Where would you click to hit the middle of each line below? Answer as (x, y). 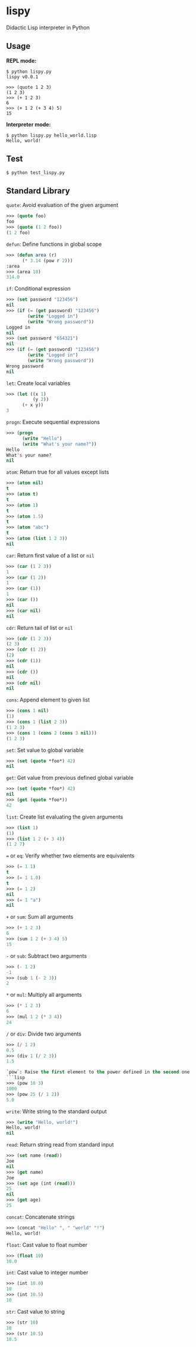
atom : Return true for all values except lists (58, 472)
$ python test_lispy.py (36, 172)
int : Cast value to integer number (47, 1272)
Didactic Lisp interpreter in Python (48, 27)
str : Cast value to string (36, 1311)
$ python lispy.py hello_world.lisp (51, 135)
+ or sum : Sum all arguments (40, 917)
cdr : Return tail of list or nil (39, 628)
